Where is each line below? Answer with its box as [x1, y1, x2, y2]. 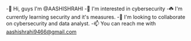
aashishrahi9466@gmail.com [6, 28, 77, 35]
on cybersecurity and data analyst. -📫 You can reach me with [6, 20, 156, 27]
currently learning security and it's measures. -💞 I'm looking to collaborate [6, 14, 186, 20]
